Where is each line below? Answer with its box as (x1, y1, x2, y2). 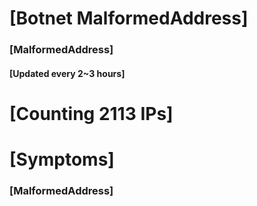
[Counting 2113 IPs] (9, 102, 174, 125)
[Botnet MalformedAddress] (9, 7, 249, 30)
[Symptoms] (9, 148, 115, 171)
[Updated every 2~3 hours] (9, 67, 126, 79)
